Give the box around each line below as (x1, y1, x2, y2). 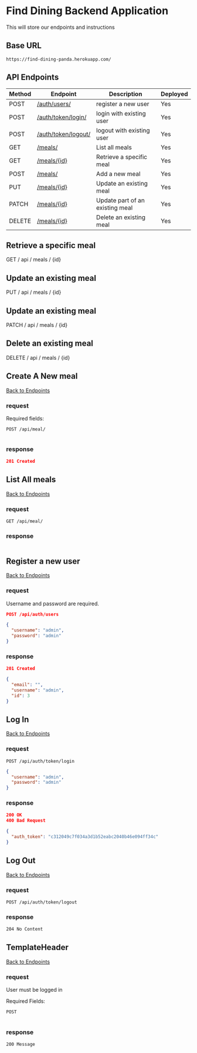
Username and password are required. (6, 600, 100, 607)
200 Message (6, 1041, 35, 1048)
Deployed (161, 90, 188, 98)
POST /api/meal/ (6, 426, 46, 432)
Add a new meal (96, 170, 141, 178)
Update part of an (96, 196, 145, 204)
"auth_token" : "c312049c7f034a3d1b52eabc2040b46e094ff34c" (11, 834, 159, 840)
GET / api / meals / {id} (6, 256, 62, 263)
